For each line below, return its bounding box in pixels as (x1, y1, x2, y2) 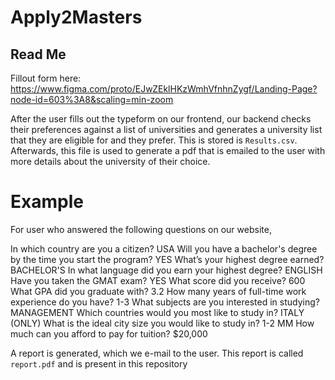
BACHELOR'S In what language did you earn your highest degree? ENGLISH (10, 264, 323, 276)
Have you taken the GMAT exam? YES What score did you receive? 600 (10, 274, 306, 286)
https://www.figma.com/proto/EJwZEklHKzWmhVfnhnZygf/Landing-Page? (10, 83, 318, 95)
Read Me (10, 46, 67, 63)
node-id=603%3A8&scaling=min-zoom (10, 94, 174, 105)
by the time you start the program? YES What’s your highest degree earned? (10, 253, 325, 265)
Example (10, 191, 84, 213)
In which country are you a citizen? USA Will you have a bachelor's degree (10, 242, 318, 255)
